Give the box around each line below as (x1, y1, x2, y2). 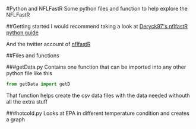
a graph (6, 115, 26, 123)
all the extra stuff (6, 98, 48, 105)
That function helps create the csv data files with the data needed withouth (6, 92, 190, 99)
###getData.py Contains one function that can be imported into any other (6, 63, 186, 70)
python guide (6, 29, 39, 36)
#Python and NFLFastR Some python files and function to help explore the (6, 5, 188, 12)
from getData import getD (6, 81, 70, 87)
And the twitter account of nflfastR (6, 41, 91, 47)
